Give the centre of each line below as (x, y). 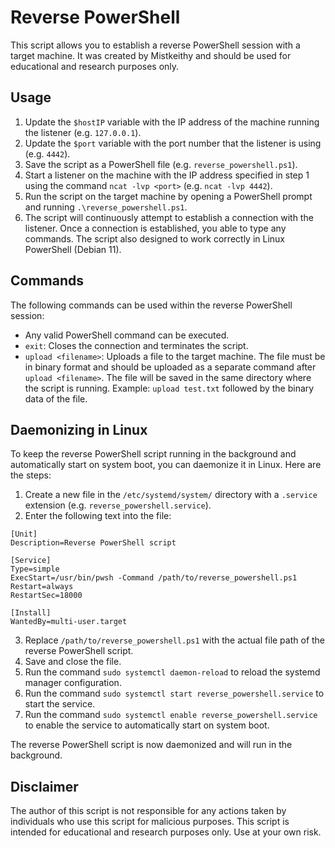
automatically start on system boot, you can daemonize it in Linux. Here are (166, 465)
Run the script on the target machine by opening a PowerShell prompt (168, 196)
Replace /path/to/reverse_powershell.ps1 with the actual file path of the (175, 640)
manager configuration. (73, 683)
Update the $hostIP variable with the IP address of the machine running (172, 122)
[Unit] (24, 534)
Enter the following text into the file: (98, 516)
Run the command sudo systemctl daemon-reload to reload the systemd (172, 672)
